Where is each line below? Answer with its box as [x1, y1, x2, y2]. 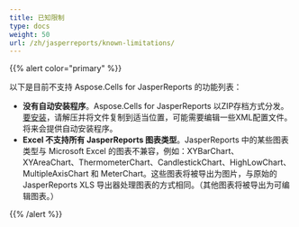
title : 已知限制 [9, 13, 65, 23]
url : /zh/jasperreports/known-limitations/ [9, 38, 176, 48]
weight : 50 [9, 30, 50, 39]
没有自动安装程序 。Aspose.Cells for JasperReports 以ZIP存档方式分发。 [22, 101, 289, 112]
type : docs [9, 22, 50, 31]
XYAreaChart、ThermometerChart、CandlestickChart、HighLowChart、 [22, 157, 292, 168]
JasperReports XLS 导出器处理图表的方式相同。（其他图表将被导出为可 [22, 179, 282, 190]
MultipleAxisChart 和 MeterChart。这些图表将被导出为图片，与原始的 [22, 168, 277, 179]
